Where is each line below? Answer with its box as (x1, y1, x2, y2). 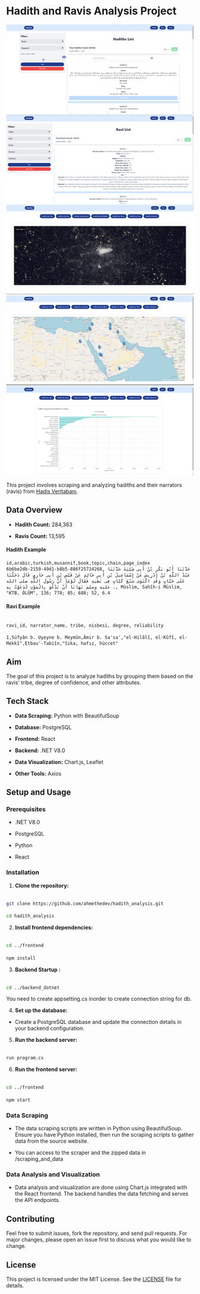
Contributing (6, 1214, 55, 1224)
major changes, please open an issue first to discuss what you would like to (6, 1236, 192, 1243)
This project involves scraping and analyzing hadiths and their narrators (6, 481, 183, 488)
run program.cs (6, 1055, 44, 1061)
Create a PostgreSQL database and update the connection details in (14, 1019, 182, 1026)
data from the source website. (14, 1137, 89, 1145)
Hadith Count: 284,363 (14, 521, 73, 528)
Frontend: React (14, 735, 55, 742)
